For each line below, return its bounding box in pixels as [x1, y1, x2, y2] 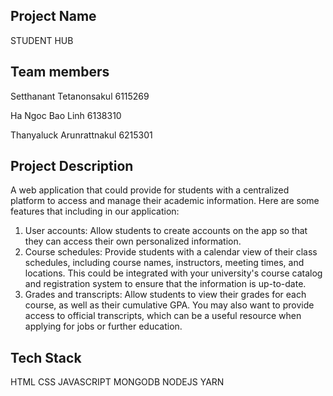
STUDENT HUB [10, 34, 74, 46]
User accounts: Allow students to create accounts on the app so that [24, 225, 308, 237]
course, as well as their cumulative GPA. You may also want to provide [24, 299, 315, 311]
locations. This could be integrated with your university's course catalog [24, 267, 323, 279]
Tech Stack [10, 349, 82, 366]
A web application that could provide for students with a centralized [10, 184, 290, 196]
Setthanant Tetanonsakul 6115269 [10, 90, 150, 102]
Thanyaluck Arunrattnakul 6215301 [10, 129, 153, 141]
